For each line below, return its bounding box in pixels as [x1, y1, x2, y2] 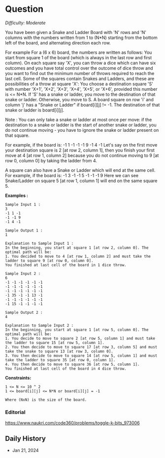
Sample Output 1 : [5, 228, 43, 233]
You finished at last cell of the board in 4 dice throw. [5, 366, 127, 371]
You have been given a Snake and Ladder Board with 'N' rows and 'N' [5, 29, 147, 35]
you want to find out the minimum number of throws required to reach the [5, 70, 155, 76]
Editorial [5, 409, 26, 416]
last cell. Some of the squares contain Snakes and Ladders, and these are [5, 76, 155, 81]
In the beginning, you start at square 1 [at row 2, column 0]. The [5, 245, 149, 250]
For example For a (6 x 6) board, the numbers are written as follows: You [5, 49, 152, 55]
